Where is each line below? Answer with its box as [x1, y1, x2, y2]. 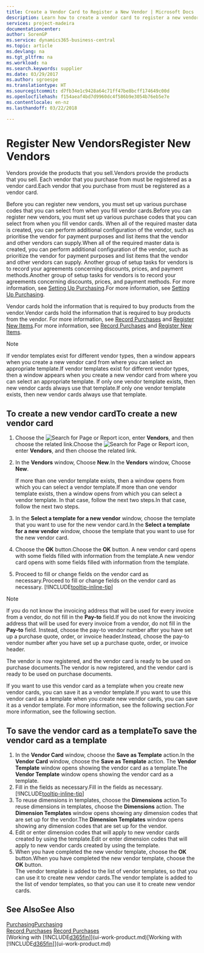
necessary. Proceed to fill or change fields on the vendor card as [15, 577, 176, 584]
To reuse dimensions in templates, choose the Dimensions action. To [15, 797, 187, 804]
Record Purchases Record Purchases [6, 927, 100, 934]
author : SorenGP [6, 32, 47, 38]
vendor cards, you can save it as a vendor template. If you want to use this [6, 689, 191, 696]
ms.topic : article [6, 43, 53, 49]
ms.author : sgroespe [6, 77, 59, 83]
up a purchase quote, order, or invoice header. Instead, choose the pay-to [6, 633, 189, 640]
